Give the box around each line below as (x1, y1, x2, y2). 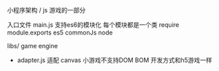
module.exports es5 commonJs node (7, 28, 113, 37)
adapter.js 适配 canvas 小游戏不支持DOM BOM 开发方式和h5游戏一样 (17, 56, 212, 64)
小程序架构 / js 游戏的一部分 (7, 6, 86, 14)
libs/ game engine (7, 42, 59, 50)
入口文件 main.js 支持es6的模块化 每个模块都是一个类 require (7, 21, 180, 29)
